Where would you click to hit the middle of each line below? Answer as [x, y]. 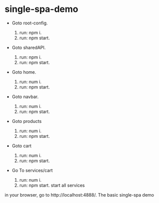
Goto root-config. [30, 23]
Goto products [27, 121]
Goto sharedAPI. [29, 47]
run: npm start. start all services [52, 185]
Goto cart [22, 146]
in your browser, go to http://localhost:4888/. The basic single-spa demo [79, 195]
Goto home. [24, 72]
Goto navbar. [25, 97]
